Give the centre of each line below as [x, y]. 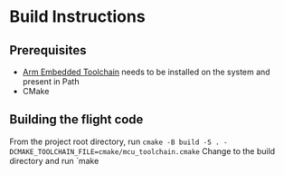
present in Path [51, 82]
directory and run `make [54, 160]
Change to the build [239, 151]
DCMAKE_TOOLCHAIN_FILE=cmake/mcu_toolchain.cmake [105, 151]
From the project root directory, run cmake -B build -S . [114, 141]
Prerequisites [48, 50]
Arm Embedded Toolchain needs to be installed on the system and [146, 72]
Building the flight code [76, 120]
